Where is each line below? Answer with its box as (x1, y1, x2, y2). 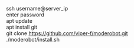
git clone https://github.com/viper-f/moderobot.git (6, 30, 128, 37)
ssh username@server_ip (6, 5, 68, 12)
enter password (6, 11, 44, 18)
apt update (6, 18, 32, 24)
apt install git (6, 23, 37, 30)
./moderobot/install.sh (6, 36, 60, 43)
